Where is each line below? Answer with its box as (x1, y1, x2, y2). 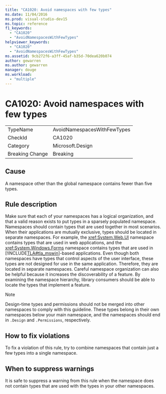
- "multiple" (9, 77, 37, 82)
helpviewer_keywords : (5, 40, 50, 45)
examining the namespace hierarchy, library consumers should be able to (5, 277, 155, 283)
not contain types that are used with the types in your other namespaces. (5, 383, 155, 389)
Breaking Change (7, 150, 48, 157)
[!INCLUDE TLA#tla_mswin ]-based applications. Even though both (5, 250, 139, 256)
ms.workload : (5, 72, 32, 77)
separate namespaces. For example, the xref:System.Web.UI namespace (5, 234, 154, 240)
